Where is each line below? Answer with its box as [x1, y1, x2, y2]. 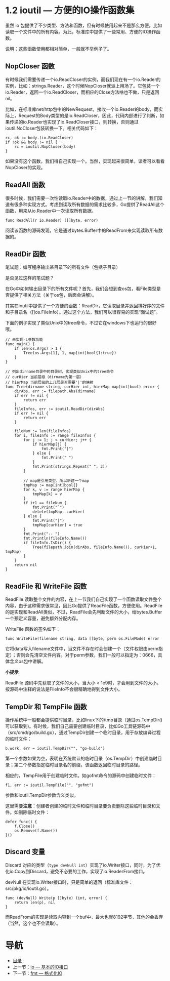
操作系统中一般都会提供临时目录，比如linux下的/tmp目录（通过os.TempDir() [5, 717, 163, 723]
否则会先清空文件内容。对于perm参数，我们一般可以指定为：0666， [16, 652, 158, 658]
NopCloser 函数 [5, 62, 55, 71]
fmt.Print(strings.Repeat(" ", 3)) [32, 464, 108, 469]
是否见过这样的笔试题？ [5, 275, 54, 281]
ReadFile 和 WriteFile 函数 [5, 582, 87, 590]
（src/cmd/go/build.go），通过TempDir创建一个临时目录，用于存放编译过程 [5, 729, 161, 735]
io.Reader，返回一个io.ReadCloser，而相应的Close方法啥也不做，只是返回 [5, 89, 159, 95]
